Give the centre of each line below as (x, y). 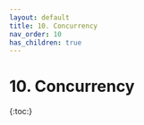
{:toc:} (21, 112)
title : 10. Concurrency (54, 26)
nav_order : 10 (36, 34)
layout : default (39, 17)
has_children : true (46, 42)
